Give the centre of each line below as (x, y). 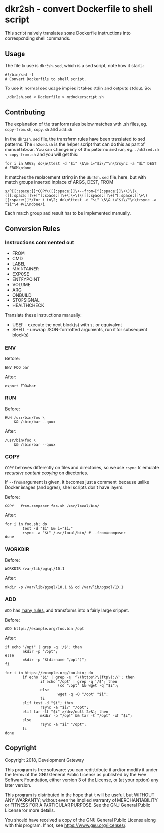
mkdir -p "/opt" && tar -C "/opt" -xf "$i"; (86, 716)
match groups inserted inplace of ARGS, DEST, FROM (59, 182)
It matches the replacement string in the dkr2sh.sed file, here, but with (76, 177)
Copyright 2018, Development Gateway (45, 760)
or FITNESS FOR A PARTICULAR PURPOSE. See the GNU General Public (78, 805)
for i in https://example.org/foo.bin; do (49, 673)
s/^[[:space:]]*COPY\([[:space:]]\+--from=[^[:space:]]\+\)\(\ (71, 191)
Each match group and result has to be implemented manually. (68, 213)
